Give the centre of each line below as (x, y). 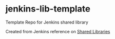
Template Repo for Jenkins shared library (47, 22)
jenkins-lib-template (48, 9)
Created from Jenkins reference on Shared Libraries (58, 31)
